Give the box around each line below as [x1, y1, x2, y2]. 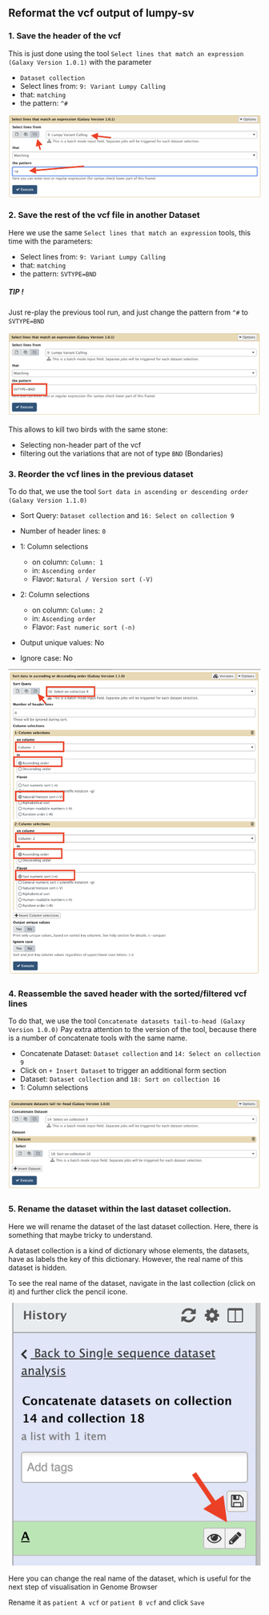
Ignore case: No [19, 653, 74, 663]
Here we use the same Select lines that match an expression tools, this [8, 227, 251, 237]
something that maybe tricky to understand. [8, 1230, 153, 1239]
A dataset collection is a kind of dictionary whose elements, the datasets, [8, 1245, 250, 1255]
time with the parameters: [8, 236, 94, 246]
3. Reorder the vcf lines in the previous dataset [8, 468, 194, 480]
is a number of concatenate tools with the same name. [8, 1033, 188, 1043]
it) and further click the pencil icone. [8, 1287, 128, 1296]
